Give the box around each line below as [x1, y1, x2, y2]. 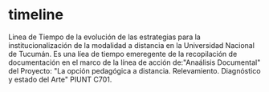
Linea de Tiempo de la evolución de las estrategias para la [8, 32, 201, 42]
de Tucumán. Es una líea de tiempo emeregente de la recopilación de [8, 49, 238, 58]
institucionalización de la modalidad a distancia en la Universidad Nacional [8, 40, 255, 50]
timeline [8, 6, 64, 24]
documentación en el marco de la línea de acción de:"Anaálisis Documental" [8, 58, 261, 67]
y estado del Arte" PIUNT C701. [8, 74, 112, 84]
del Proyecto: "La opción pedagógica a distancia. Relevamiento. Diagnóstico [8, 66, 261, 75]
